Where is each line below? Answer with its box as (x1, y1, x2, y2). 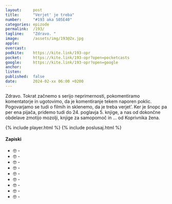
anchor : (5, 64, 22, 70)
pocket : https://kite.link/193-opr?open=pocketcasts (5, 55, 130, 60)
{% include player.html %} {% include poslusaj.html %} (5, 124, 122, 130)
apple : (5, 41, 20, 46)
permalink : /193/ (5, 27, 45, 32)
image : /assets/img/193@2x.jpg (5, 36, 84, 41)
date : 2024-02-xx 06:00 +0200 (5, 79, 84, 84)
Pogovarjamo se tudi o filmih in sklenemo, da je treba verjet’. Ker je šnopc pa (5, 103, 167, 110)
